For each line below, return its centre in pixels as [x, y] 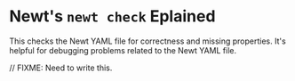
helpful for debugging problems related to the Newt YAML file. [123, 50]
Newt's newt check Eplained [112, 16]
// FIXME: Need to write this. [61, 68]
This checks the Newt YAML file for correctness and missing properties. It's [147, 41]
